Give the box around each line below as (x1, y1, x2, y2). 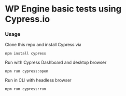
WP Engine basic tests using (5, 3, 122, 14)
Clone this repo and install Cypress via (5, 42, 82, 48)
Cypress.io (5, 14, 50, 25)
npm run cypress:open (5, 69, 49, 74)
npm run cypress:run (5, 87, 47, 92)
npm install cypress (5, 51, 47, 56)
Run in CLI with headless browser (5, 77, 71, 83)
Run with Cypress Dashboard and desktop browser (5, 59, 107, 66)
